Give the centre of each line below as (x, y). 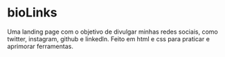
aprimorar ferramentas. (40, 46)
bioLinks (32, 13)
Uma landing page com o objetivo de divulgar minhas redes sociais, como (112, 32)
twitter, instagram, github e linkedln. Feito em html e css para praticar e (108, 38)
